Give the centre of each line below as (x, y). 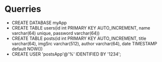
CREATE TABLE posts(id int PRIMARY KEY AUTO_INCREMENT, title (79, 38)
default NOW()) (27, 49)
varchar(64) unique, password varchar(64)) (56, 33)
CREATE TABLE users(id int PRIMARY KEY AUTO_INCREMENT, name (81, 28)
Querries (23, 9)
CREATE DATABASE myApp (39, 23)
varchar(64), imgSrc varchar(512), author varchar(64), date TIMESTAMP (84, 43)
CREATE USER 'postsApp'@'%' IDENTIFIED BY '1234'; (66, 54)
